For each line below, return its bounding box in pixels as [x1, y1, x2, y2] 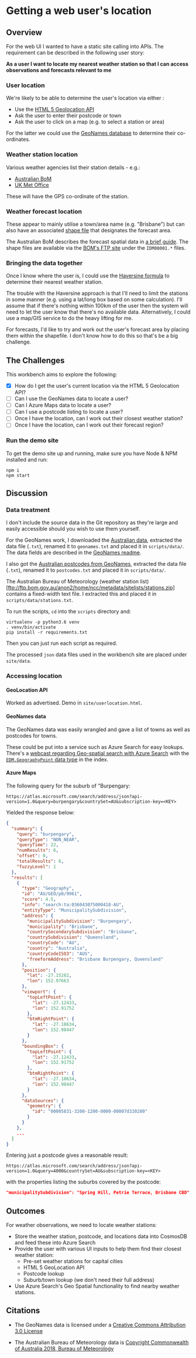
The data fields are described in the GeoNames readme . [6, 549, 142, 556]
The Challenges [6, 355, 65, 365]
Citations [6, 1306, 40, 1316]
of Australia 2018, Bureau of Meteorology [14, 1345, 114, 1352]
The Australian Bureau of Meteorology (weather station [6, 578, 139, 585]
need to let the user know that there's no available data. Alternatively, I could [6, 308, 191, 315]
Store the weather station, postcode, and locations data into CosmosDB [14, 1233, 187, 1240]
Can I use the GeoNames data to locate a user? [14, 395, 129, 402]
